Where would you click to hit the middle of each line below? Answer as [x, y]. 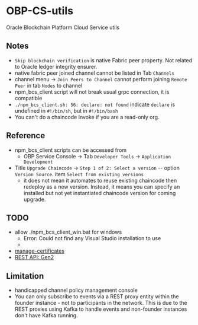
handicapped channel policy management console [76, 290]
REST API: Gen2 [34, 257]
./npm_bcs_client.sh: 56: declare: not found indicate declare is [95, 104]
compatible [28, 98]
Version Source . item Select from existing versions [79, 174]
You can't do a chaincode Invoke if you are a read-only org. [87, 117]
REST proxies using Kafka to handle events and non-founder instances [101, 309]
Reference [26, 136]
